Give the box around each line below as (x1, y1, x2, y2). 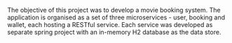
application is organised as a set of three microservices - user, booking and (7, 13, 226, 21)
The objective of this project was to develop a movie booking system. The (7, 6, 221, 14)
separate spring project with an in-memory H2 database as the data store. (7, 28, 221, 36)
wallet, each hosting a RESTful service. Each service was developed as (7, 21, 213, 28)
